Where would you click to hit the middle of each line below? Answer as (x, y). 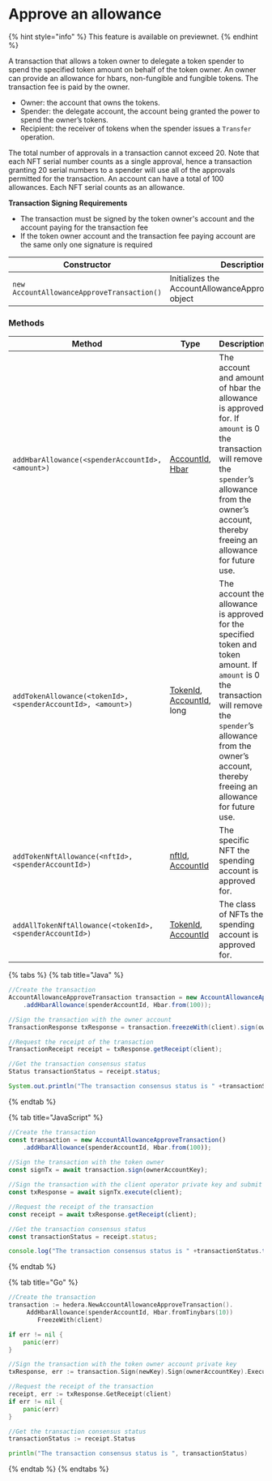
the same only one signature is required (86, 244)
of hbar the (240, 388)
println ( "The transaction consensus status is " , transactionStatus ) (128, 1453)
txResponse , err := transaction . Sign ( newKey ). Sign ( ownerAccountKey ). (128, 1372)
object (182, 299)
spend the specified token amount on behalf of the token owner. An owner (132, 69)
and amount (242, 378)
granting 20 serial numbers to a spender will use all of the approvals (122, 170)
